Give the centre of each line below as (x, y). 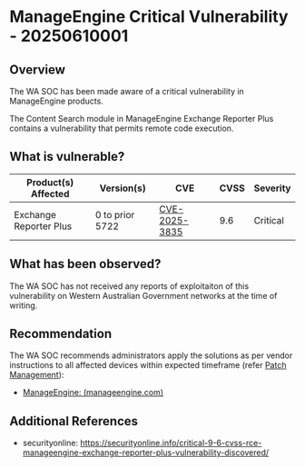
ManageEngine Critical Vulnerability (149, 17)
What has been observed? (85, 264)
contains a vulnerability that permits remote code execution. (122, 128)
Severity (272, 188)
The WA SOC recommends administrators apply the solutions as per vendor (151, 355)
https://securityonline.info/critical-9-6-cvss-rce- (171, 443)
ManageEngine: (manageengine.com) (93, 392)
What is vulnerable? (67, 157)
